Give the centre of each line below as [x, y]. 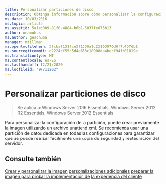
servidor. [14, 143]
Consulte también [33, 159]
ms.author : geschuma [26, 38]
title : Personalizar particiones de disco [49, 10]
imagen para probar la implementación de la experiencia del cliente [74, 176]
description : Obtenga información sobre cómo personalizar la [70, 14]
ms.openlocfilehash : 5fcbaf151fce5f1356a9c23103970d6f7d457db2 [72, 46]
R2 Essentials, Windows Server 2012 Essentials [65, 113]
